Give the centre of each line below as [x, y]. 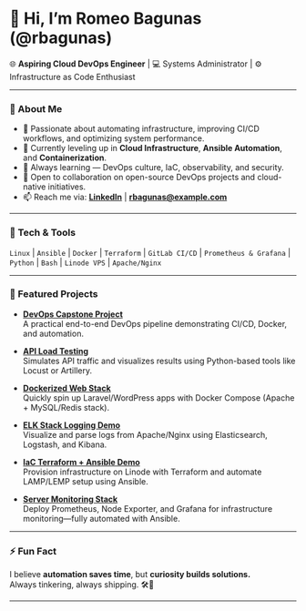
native [34, 187]
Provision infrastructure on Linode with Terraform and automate [142, 472]
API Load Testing [56, 351]
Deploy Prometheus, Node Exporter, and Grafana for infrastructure [148, 508]
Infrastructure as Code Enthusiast [72, 76]
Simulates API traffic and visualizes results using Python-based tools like [159, 361]
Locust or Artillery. [57, 370]
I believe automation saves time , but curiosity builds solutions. [130, 575]
